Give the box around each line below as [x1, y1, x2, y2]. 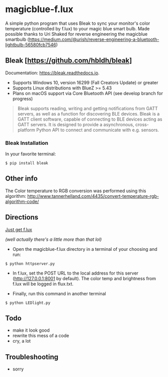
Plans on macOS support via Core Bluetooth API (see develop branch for [12, 90, 163, 96]
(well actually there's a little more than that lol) [5, 236, 102, 242]
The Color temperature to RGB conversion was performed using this [5, 188, 146, 194]
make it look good [12, 327, 50, 334]
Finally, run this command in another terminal [12, 290, 107, 296]
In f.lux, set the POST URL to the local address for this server [12, 270, 139, 276]
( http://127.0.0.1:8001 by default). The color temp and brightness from [12, 275, 156, 281]
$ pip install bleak [5, 160, 49, 166]
